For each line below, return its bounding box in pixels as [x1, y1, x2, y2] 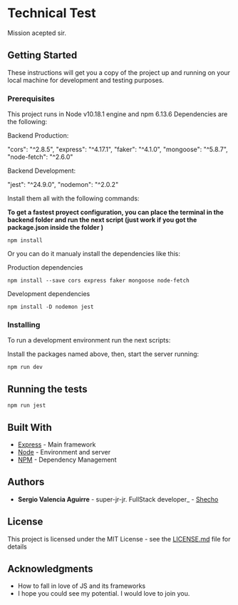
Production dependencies [7, 263, 83, 272]
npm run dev [7, 364, 43, 371]
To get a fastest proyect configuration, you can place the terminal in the [7, 208, 224, 217]
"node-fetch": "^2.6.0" [7, 153, 73, 161]
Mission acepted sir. [7, 29, 66, 37]
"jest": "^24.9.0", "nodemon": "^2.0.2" [7, 181, 119, 189]
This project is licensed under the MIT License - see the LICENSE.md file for [7, 534, 231, 543]
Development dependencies [7, 290, 90, 298]
